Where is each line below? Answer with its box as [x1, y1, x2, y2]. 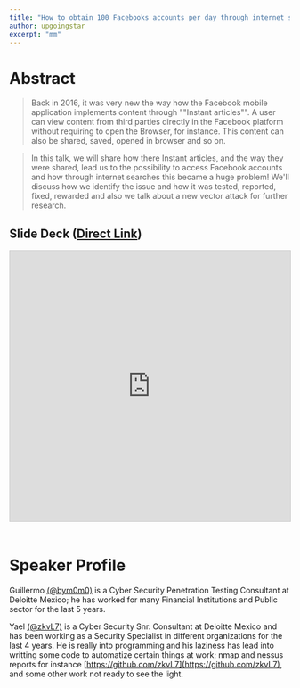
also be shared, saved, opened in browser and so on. [30, 136, 226, 146]
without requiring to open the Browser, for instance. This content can [30, 126, 285, 137]
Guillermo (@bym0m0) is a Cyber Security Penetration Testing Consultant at [9, 585, 289, 596]
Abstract [9, 68, 76, 88]
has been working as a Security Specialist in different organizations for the [9, 631, 283, 642]
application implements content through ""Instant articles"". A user [30, 107, 276, 118]
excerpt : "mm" [9, 29, 62, 38]
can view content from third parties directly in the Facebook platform [30, 117, 284, 128]
